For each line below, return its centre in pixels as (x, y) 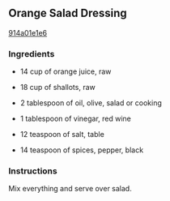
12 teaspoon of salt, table (62, 135)
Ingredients (32, 53)
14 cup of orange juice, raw (66, 71)
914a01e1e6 (28, 32)
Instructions (33, 171)
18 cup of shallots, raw (57, 88)
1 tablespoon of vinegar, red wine (76, 119)
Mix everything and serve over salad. (70, 189)
